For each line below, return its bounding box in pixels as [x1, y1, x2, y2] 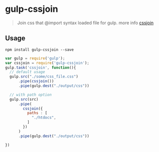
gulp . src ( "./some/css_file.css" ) [9, 74, 79, 79]
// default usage [9, 70, 45, 75]
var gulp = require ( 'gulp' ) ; [5, 56, 65, 61]
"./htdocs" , [31, 115, 56, 120]
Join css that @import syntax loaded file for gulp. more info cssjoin [17, 20, 154, 26]
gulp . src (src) [9, 97, 39, 102]
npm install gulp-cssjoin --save [5, 47, 74, 52]
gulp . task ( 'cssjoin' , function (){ [5, 65, 77, 70]
